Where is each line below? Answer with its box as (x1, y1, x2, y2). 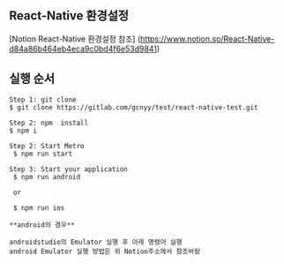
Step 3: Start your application (9, 164, 128, 174)
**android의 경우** (9, 220, 75, 230)
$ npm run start (12, 149, 73, 158)
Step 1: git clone (9, 95, 77, 104)
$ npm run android (12, 172, 81, 181)
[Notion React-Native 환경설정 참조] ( (9, 34, 141, 44)
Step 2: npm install (9, 118, 89, 127)
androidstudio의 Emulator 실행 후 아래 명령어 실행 (9, 238, 183, 246)
